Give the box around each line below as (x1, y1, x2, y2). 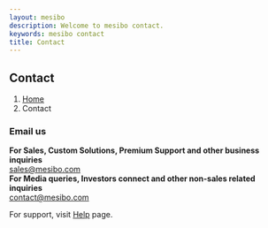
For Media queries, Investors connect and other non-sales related (9, 173, 256, 184)
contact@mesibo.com (9, 192, 90, 203)
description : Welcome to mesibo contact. (9, 21, 165, 30)
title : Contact (9, 37, 65, 47)
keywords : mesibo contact (9, 29, 104, 38)
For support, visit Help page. (9, 209, 113, 220)
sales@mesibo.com (9, 164, 81, 175)
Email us (9, 125, 47, 137)
